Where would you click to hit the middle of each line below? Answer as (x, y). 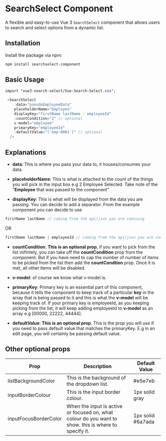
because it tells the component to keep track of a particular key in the (83, 292)
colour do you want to (92, 418)
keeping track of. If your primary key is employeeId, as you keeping (81, 303)
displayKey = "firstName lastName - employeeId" (63, 114)
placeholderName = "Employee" (43, 110)
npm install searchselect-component (43, 64)
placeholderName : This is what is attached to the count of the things (83, 179)
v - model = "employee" (34, 123)
